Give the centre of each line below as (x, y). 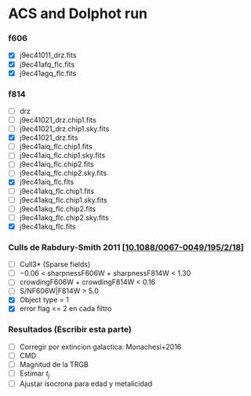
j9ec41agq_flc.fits (48, 73)
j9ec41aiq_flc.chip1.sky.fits (62, 156)
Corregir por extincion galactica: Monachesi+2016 (100, 346)
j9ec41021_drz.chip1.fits (58, 120)
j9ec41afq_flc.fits (47, 64)
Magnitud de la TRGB (54, 364)
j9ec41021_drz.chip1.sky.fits (64, 129)
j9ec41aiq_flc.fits (47, 182)
